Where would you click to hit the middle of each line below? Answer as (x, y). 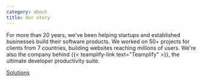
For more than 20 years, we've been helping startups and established (93, 35)
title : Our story (28, 18)
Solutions (18, 72)
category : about (27, 12)
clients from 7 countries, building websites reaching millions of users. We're (101, 48)
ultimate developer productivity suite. (53, 61)
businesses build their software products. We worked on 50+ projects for (98, 41)
